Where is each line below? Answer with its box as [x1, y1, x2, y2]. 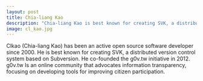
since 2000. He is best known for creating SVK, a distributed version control [6, 49, 196, 56]
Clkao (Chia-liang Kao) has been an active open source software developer [6, 42, 194, 50]
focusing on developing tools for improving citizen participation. [6, 68, 166, 76]
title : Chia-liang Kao [6, 15, 63, 21]
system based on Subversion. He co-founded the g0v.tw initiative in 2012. [6, 55, 190, 62]
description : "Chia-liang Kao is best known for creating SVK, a [6, 20, 174, 26]
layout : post [6, 8, 39, 15]
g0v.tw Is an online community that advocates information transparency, [6, 62, 187, 69]
